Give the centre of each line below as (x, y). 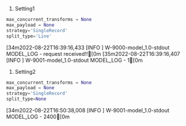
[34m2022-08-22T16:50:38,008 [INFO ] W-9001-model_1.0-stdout (88, 110)
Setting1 (25, 9)
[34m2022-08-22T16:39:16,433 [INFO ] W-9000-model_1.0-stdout (88, 48)
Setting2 (25, 71)
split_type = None (26, 99)
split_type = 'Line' (29, 36)
